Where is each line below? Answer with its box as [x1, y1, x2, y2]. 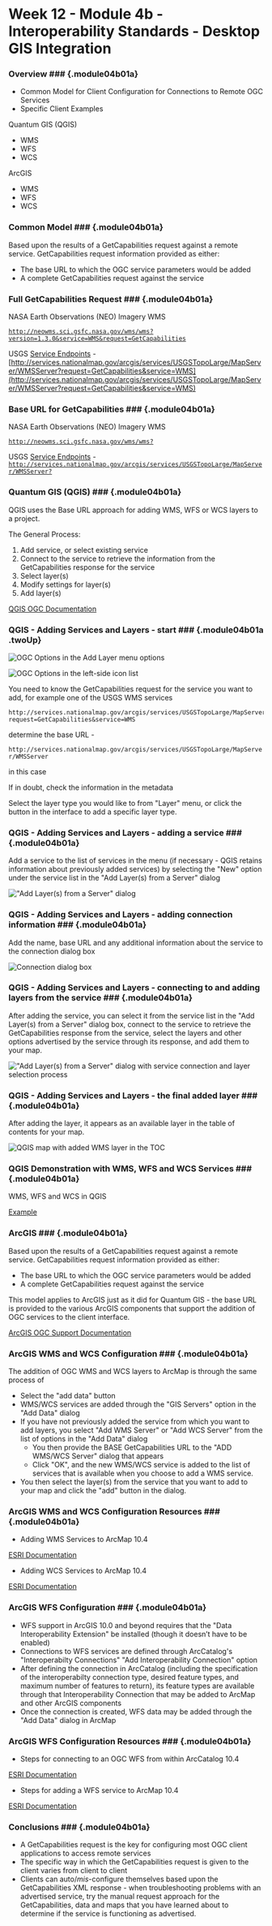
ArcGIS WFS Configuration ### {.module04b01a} [8, 1602, 207, 1614]
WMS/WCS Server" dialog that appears [32, 1451, 164, 1461]
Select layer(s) [19, 571, 69, 580]
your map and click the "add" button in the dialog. [19, 1486, 187, 1496]
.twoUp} [8, 634, 42, 645]
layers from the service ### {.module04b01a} [8, 992, 193, 1003]
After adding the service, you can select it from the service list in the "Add [8, 1010, 255, 1020]
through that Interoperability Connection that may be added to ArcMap [19, 1689, 256, 1699]
